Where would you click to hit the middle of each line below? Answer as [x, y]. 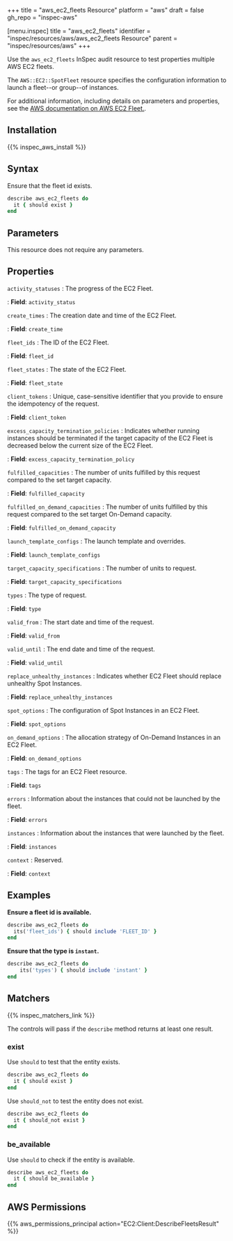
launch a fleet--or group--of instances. [63, 87]
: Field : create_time [35, 329]
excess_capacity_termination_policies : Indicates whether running [104, 430]
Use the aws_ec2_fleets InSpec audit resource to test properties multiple [111, 59]
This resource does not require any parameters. [75, 250]
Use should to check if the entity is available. [71, 1160]
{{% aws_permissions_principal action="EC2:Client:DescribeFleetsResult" [113, 1224]
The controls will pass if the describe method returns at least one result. [110, 1029]
